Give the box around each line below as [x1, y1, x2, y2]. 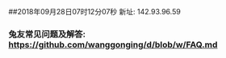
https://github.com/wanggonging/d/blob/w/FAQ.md [8, 39, 218, 50]
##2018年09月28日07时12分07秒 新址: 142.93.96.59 [8, 7, 182, 16]
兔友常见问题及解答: [8, 29, 86, 40]
